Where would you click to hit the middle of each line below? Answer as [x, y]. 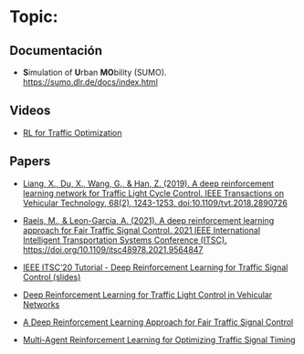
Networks [41, 304]
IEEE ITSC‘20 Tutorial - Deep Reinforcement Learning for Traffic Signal [155, 267]
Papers [30, 161]
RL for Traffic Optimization [72, 132]
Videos [30, 111]
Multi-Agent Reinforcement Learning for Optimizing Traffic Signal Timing [159, 339]
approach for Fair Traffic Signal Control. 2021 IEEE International [142, 230]
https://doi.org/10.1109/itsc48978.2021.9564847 [113, 249]
